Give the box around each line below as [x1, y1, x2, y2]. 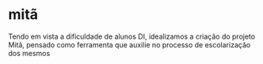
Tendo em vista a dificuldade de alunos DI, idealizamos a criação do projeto [8, 32, 256, 41]
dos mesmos [8, 48, 51, 58]
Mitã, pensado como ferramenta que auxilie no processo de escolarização [8, 40, 251, 49]
